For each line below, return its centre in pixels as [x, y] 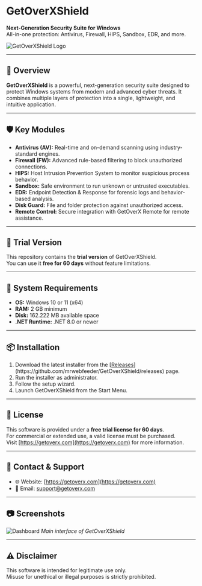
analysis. [43, 199]
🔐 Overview [28, 71]
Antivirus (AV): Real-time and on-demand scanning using [87, 147]
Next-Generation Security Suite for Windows [63, 28]
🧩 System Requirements [52, 288]
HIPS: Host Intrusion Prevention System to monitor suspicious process [102, 173]
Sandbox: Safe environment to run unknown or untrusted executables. [102, 186]
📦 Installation [33, 347]
